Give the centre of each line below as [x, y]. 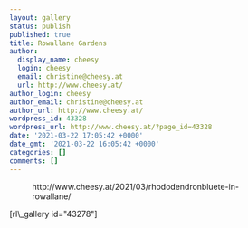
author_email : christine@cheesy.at [76, 102]
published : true [40, 34]
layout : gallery [40, 18]
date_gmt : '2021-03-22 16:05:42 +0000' [85, 144]
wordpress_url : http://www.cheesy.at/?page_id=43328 [111, 128]
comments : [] [34, 161]
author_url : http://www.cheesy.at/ [76, 110]
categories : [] [38, 152]
